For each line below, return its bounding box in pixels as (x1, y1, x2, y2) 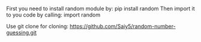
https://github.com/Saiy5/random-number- (70, 23, 176, 30)
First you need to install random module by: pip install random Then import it (6, 5, 195, 12)
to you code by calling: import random (6, 11, 101, 18)
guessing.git (6, 29, 37, 36)
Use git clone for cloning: (6, 23, 69, 30)
